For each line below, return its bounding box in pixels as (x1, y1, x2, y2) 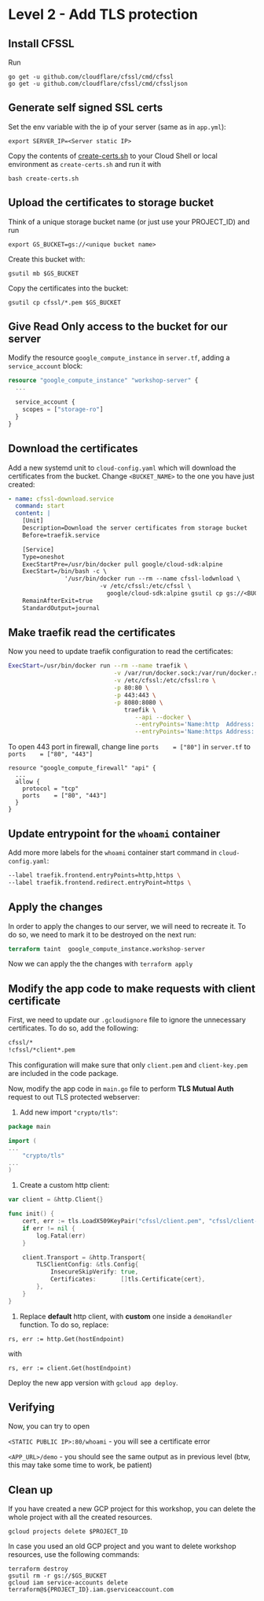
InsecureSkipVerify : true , (49, 1268, 139, 1276)
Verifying (8, 1401, 55, 1414)
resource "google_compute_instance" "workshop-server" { (8, 376, 199, 385)
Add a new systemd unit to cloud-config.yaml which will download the (8, 463, 236, 472)
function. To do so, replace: (19, 1320, 109, 1329)
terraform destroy (8, 1565, 68, 1573)
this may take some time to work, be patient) (8, 1460, 152, 1470)
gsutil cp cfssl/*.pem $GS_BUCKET (8, 298, 122, 306)
